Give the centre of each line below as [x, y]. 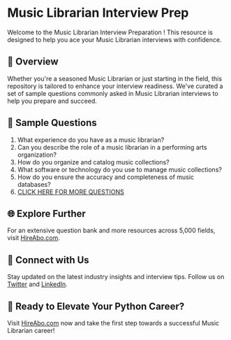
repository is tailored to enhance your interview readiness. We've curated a [115, 86]
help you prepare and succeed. [52, 101]
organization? [37, 155]
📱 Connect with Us [48, 260]
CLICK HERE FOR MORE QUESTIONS [70, 192]
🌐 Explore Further [46, 214]
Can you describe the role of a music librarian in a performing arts [112, 147]
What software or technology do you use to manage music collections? [119, 169]
